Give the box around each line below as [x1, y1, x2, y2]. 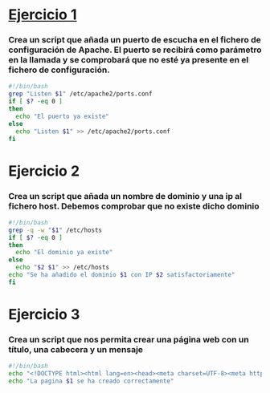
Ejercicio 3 [8, 306, 80, 324]
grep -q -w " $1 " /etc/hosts [8, 226, 103, 234]
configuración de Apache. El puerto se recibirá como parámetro [8, 44, 263, 55]
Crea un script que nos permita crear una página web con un [8, 334, 249, 345]
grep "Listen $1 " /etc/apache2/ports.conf [8, 90, 153, 98]
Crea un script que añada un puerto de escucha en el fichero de [8, 34, 261, 46]
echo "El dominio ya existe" [15, 249, 113, 257]
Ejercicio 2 [8, 162, 80, 180]
